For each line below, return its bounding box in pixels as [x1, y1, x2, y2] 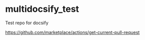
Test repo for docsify [5, 20, 49, 26]
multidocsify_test [5, 3, 79, 15]
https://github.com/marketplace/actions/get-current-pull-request [5, 29, 140, 35]
